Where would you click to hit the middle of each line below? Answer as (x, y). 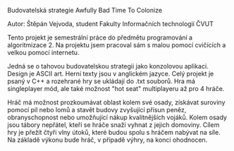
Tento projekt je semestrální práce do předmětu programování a (100, 37)
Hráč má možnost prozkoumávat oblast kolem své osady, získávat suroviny (116, 102)
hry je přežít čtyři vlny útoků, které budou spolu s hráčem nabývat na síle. (114, 132)
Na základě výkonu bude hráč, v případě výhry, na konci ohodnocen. (107, 140)
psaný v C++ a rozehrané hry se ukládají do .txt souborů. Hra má (101, 81)
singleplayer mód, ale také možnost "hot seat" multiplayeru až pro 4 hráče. (116, 89)
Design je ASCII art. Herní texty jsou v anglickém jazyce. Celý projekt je (111, 74)
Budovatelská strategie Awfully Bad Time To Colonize (85, 10)
